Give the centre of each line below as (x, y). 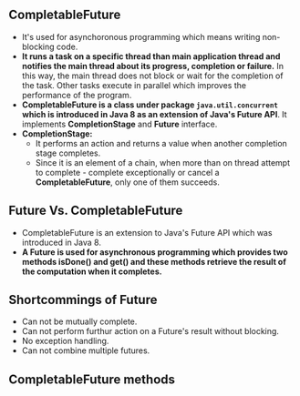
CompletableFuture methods (92, 379)
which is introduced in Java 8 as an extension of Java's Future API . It (155, 114)
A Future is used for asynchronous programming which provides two (155, 252)
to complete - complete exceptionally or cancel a (127, 172)
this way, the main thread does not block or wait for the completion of (152, 76)
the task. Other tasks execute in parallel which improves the (134, 85)
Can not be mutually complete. (79, 321)
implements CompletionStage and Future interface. (119, 124)
